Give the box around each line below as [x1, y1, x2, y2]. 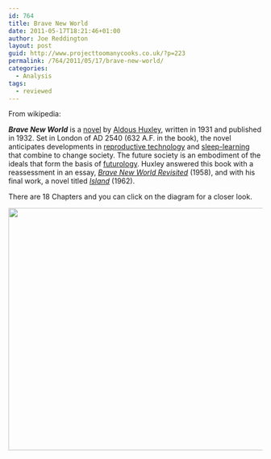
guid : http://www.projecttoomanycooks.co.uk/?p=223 [8, 49, 186, 57]
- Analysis [15, 72, 52, 80]
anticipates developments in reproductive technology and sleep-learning [8, 142, 250, 152]
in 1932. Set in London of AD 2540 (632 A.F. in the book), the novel [8, 133, 231, 143]
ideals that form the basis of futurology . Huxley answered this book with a [8, 159, 254, 169]
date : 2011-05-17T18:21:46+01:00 [8, 27, 121, 35]
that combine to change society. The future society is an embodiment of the [8, 150, 261, 160]
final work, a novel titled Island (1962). [8, 176, 135, 186]
